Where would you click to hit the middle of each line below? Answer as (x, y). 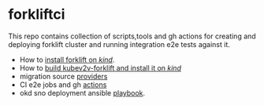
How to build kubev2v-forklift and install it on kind (100, 67)
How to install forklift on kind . (67, 60)
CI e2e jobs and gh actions (63, 85)
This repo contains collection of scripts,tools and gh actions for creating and (132, 36)
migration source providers (63, 76)
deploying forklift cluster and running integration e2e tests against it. (119, 44)
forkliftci (37, 14)
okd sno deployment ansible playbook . (82, 92)
